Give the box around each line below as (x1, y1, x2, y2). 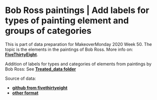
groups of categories (5, 26, 91, 36)
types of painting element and (5, 15, 129, 26)
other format (12, 90, 39, 96)
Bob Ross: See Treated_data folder (5, 66, 76, 72)
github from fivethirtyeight (12, 85, 68, 90)
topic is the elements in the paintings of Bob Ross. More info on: (5, 46, 133, 52)
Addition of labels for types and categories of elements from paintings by (5, 61, 152, 67)
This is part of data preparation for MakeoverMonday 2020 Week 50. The (5, 41, 152, 47)
